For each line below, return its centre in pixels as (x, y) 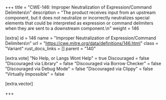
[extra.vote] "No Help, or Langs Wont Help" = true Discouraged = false (77, 58)
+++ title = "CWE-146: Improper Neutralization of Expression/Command (79, 7)
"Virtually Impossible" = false (35, 74)
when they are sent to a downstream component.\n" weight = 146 (72, 28)
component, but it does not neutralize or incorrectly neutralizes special (77, 18)
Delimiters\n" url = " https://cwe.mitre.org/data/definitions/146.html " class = (82, 43)
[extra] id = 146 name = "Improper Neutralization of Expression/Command (81, 38)
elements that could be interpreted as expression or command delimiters (79, 23)
